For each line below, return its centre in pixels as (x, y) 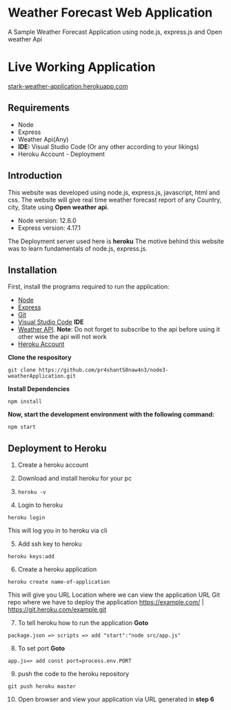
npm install (25, 402)
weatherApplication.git (42, 376)
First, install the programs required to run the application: (89, 287)
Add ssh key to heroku (50, 544)
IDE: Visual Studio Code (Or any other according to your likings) (108, 146)
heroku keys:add (31, 557)
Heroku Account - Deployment (61, 154)
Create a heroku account (53, 465)
